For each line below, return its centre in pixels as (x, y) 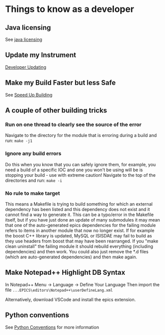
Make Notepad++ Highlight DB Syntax (65, 273)
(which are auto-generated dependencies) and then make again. (71, 257)
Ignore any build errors (33, 154)
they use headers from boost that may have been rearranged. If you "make (82, 241)
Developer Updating (26, 67)
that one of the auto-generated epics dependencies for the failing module (81, 225)
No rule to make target (33, 193)
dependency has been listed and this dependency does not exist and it (78, 209)
